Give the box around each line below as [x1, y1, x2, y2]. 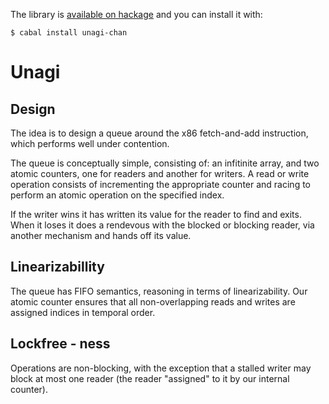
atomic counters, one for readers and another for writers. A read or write [10, 168, 310, 179]
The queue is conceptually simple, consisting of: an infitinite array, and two [10, 157, 320, 169]
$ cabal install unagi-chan [10, 28, 128, 38]
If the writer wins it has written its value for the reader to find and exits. [10, 209, 302, 220]
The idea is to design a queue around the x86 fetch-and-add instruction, [10, 127, 309, 139]
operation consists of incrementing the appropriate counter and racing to [10, 179, 311, 190]
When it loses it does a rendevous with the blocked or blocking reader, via [10, 219, 315, 231]
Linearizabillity [10, 259, 105, 276]
